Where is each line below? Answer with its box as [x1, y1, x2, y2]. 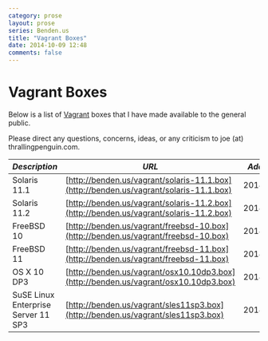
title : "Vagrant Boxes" [8, 34, 88, 42]
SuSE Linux [12, 289, 55, 300]
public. [8, 117, 31, 128]
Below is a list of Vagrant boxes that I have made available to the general [8, 109, 246, 119]
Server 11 [12, 309, 50, 320]
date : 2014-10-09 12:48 [8, 42, 88, 50]
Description [12, 161, 58, 172]
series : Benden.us [8, 26, 69, 34]
